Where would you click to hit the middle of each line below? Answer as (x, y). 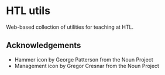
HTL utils (28, 11)
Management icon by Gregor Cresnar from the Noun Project (87, 66)
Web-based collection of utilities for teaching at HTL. (70, 27)
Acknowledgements (44, 45)
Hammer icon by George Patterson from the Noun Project (84, 59)
